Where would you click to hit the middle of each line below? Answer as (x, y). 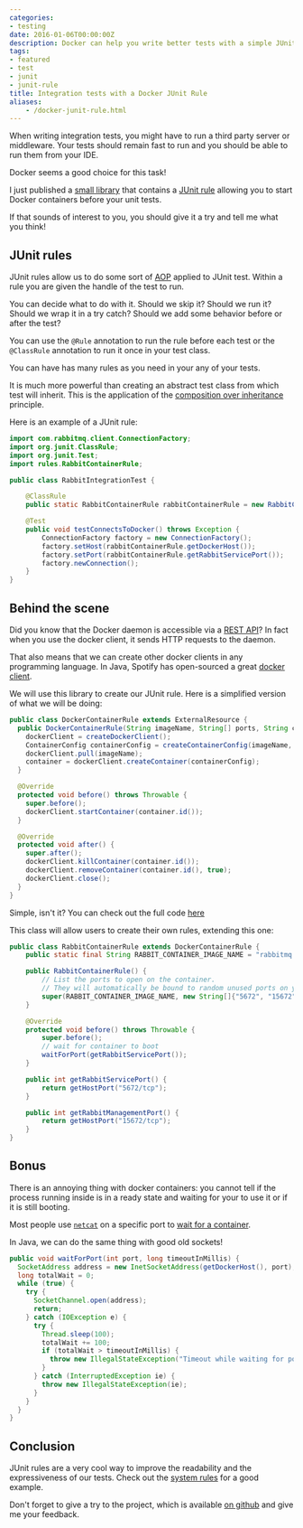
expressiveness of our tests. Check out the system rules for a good (134, 1477)
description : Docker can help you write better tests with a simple (141, 43)
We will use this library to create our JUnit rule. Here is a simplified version (148, 694)
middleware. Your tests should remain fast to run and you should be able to (149, 145)
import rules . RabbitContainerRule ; (76, 464)
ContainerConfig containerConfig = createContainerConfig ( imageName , (159, 745)
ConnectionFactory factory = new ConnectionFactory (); (147, 538)
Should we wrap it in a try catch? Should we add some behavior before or (146, 314)
